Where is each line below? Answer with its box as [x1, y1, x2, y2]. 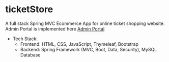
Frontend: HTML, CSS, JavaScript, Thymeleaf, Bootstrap [20, 41, 139, 47]
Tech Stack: [12, 36, 38, 42]
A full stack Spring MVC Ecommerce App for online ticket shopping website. [5, 20, 165, 26]
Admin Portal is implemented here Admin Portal [5, 25, 105, 32]
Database [20, 52, 41, 58]
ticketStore [5, 4, 53, 15]
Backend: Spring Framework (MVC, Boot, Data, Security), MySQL [20, 46, 157, 52]
